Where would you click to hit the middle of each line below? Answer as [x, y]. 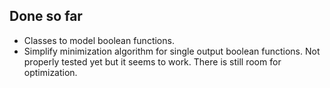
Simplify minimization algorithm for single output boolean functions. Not [172, 51]
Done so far [46, 16]
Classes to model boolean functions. [99, 40]
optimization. [50, 72]
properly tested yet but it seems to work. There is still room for [152, 61]
